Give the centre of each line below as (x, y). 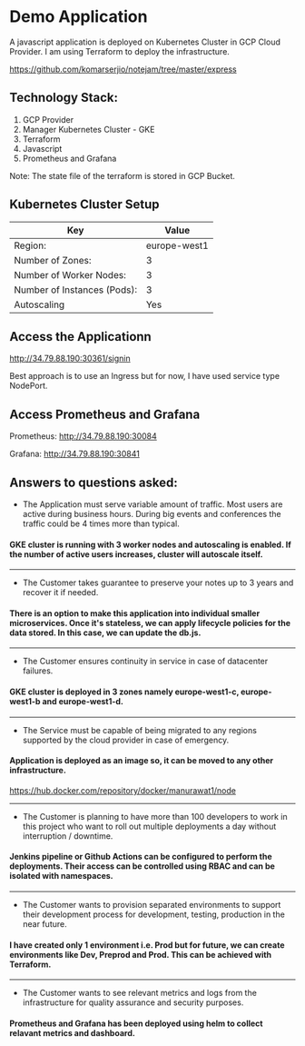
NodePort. (29, 386)
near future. (44, 924)
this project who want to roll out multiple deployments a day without (149, 826)
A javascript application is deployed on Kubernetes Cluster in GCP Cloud (145, 42)
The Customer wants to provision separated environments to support (152, 905)
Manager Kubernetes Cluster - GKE (89, 129)
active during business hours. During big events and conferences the (152, 514)
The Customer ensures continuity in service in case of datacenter (145, 662)
